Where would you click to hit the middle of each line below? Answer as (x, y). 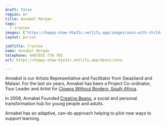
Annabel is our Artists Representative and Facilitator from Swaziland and (79, 78)
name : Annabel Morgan (27, 51)
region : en (16, 14)
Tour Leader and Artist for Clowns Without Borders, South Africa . (71, 89)
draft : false (19, 10)
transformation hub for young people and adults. (55, 104)
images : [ (15, 33)
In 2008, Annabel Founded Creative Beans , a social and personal (71, 98)
